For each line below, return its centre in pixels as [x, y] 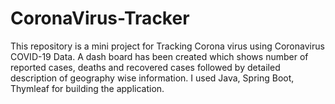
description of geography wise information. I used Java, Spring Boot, [152, 78]
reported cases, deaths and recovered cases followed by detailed [145, 67]
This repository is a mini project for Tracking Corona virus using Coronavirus [167, 46]
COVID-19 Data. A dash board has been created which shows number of [159, 56]
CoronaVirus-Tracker [100, 18]
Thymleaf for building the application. [87, 88]
